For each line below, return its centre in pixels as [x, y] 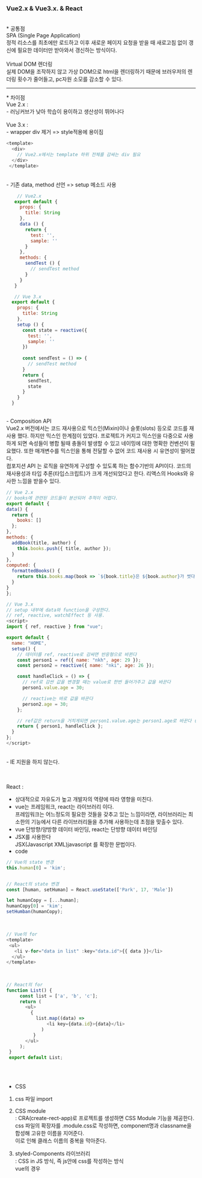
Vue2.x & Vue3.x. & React [44, 8]
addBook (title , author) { [44, 543]
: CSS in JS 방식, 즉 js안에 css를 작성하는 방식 [69, 1161]
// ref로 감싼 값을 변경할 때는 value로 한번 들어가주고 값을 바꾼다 [96, 682]
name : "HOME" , [29, 643]
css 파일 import [34, 1099]
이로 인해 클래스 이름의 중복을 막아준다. [61, 1141]
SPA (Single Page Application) [44, 36]
